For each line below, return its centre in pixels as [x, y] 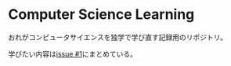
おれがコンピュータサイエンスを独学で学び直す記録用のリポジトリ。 [118, 37]
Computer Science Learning [101, 15]
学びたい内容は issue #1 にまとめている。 [73, 53]
